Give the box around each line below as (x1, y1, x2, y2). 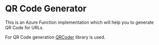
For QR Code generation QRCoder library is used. (5, 34, 106, 40)
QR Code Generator (5, 3, 87, 14)
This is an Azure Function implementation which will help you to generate (5, 19, 154, 25)
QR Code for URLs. (5, 24, 44, 30)
